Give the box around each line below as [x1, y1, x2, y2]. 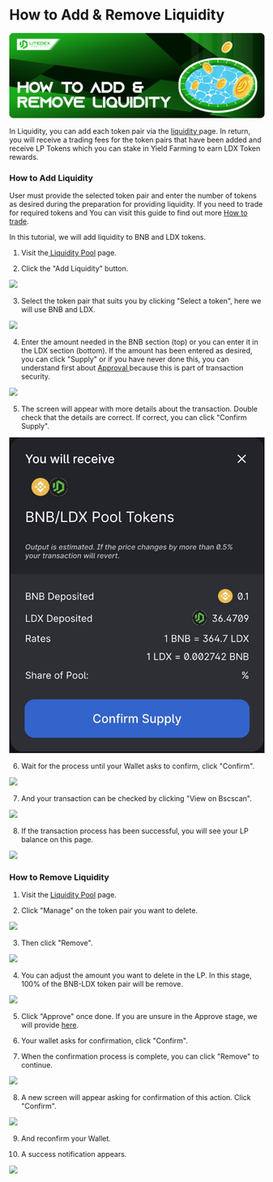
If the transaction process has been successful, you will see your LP [20, 825, 250, 836]
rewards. [9, 152, 39, 161]
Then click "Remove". [20, 938, 93, 948]
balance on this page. [20, 834, 94, 844]
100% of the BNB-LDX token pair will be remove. [20, 979, 184, 989]
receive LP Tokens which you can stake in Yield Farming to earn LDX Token [9, 143, 261, 153]
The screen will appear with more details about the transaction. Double [20, 404, 258, 414]
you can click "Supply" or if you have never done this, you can [20, 354, 229, 364]
